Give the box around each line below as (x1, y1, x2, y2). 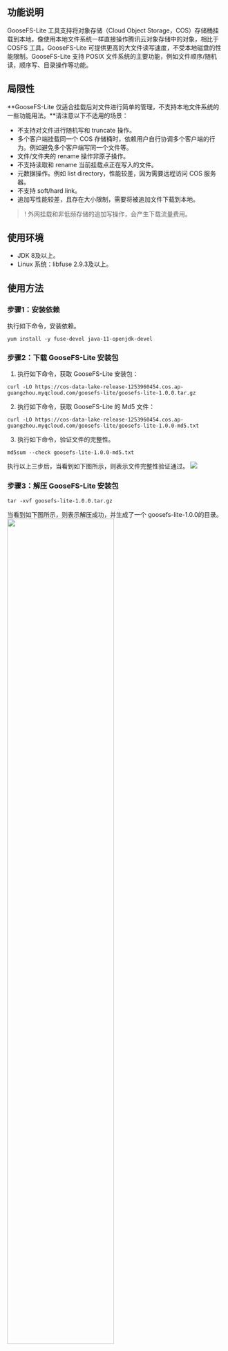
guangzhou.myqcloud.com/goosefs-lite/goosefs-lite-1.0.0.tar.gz (7, 390, 196, 397)
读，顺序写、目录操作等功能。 (7, 61, 92, 69)
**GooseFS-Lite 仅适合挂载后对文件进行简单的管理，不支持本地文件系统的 (7, 102, 220, 111)
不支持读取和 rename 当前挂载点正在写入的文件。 (17, 160, 158, 169)
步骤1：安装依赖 (7, 305, 60, 314)
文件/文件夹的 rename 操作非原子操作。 (17, 151, 130, 160)
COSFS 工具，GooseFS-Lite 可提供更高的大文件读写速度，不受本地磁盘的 (7, 44, 216, 52)
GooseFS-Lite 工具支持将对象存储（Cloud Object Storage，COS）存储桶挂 (7, 26, 220, 35)
